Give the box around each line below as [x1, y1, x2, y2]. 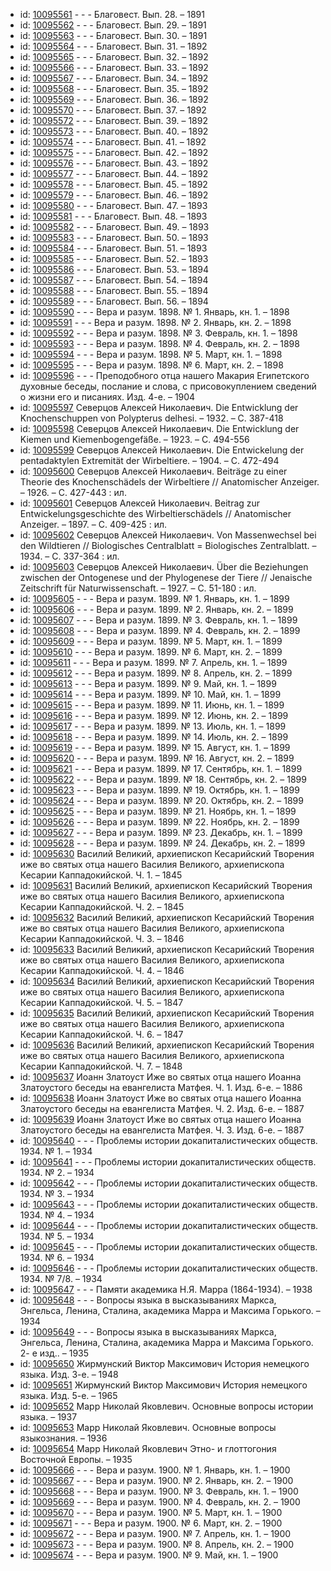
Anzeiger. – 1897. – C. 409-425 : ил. [19, 519, 168, 530]
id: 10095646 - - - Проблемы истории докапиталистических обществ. [19, 1262, 318, 1274]
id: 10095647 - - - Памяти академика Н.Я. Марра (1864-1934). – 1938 [19, 1284, 313, 1295]
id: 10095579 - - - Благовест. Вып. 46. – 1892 [19, 189, 209, 201]
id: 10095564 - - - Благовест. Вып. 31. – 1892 [19, 40, 208, 52]
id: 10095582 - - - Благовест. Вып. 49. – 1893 [19, 221, 210, 233]
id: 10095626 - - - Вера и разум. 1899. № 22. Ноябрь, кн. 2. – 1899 [19, 816, 300, 828]
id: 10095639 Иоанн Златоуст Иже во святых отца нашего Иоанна [19, 1114, 302, 1125]
